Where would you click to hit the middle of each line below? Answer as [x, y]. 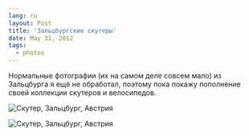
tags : [17, 46]
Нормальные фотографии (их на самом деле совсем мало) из [115, 76]
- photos [30, 53]
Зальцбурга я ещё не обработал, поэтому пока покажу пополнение [124, 84]
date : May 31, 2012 [41, 38]
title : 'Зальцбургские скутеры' [62, 30]
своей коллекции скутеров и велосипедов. [82, 92]
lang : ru [23, 16]
